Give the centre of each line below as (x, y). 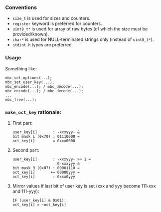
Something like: (21, 68)
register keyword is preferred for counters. (57, 23)
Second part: (26, 150)
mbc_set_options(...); (29, 78)
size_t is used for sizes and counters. (51, 18)
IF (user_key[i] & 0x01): (39, 200)
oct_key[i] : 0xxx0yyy (44, 177)
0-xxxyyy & (68, 164)
